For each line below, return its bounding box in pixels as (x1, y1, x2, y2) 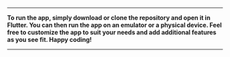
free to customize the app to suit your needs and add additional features (7, 28, 217, 36)
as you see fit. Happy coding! (7, 36, 92, 43)
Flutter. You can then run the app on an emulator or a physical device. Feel (7, 21, 222, 29)
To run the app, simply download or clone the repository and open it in (7, 14, 211, 21)
